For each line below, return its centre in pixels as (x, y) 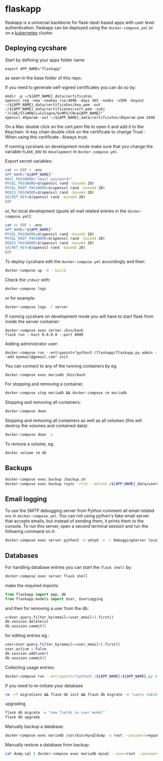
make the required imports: (32, 585)
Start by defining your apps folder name (45, 60)
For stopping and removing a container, (44, 384)
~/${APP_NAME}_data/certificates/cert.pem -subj (55, 109)
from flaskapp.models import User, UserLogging (54, 599)
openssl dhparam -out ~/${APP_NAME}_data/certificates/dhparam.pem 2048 (80, 117)
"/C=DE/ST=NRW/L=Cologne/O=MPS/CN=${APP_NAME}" (54, 113)
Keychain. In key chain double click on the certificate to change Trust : (75, 132)
